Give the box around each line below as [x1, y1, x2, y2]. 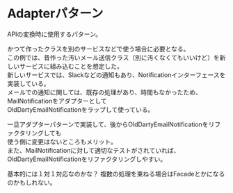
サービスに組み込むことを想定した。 [19, 62, 123, 70]
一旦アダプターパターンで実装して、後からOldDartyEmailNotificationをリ [7, 120, 215, 128]
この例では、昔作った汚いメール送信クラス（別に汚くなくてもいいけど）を [7, 53, 220, 62]
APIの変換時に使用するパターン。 [7, 30, 102, 38]
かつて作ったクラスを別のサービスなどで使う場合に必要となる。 [7, 44, 190, 53]
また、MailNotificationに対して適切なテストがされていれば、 [7, 146, 180, 154]
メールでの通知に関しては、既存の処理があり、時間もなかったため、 [7, 87, 202, 96]
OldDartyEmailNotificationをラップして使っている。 [7, 105, 154, 114]
